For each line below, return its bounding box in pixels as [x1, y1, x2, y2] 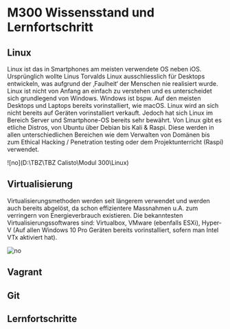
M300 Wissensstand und [7, 5, 154, 21]
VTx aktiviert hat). [7, 233, 58, 241]
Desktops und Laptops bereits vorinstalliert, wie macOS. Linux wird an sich [7, 102, 219, 109]
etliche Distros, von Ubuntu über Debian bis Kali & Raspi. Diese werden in [7, 124, 214, 131]
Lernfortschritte [7, 313, 78, 324]
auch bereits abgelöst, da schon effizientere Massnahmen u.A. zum [7, 204, 198, 212]
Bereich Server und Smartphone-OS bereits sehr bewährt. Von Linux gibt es [7, 116, 222, 124]
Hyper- [201, 218, 222, 227]
